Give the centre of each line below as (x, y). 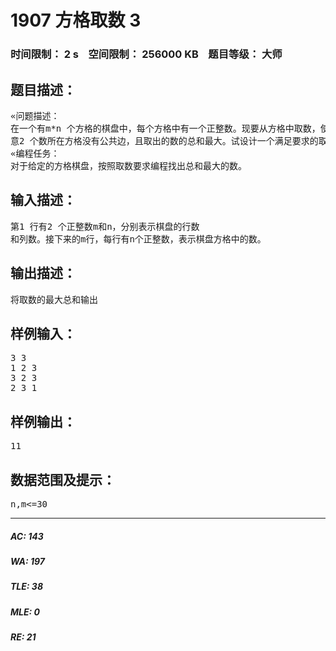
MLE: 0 (25, 612)
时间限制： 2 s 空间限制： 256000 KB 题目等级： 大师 (146, 54)
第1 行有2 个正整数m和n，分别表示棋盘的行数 (105, 226)
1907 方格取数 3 (76, 20)
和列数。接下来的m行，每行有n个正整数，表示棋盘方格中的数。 (138, 239)
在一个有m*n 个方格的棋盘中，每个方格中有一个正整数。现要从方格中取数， (165, 128)
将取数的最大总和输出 (54, 299)
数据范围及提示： (63, 479)
